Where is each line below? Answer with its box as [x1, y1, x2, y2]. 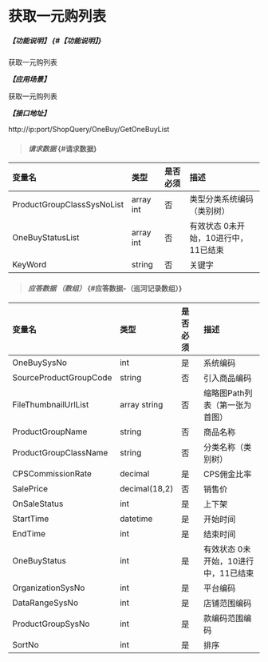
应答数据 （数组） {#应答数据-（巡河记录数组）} [27, 283, 183, 293]
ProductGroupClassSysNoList [12, 199, 124, 211]
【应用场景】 [8, 74, 50, 84]
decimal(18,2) [119, 483, 174, 494]
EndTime [12, 528, 46, 539]
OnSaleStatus [12, 498, 64, 509]
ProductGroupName [12, 426, 88, 437]
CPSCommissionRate [12, 467, 92, 479]
